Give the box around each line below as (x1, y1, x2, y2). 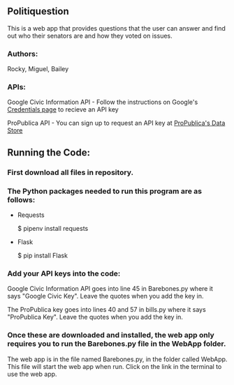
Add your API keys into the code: (7, 269, 121, 278)
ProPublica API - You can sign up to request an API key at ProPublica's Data (7, 119, 226, 128)
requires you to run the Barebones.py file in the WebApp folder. (7, 339, 226, 349)
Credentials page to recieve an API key (7, 105, 119, 114)
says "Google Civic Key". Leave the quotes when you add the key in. (7, 292, 204, 301)
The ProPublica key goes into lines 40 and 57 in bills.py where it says (7, 305, 206, 314)
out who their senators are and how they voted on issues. (7, 31, 173, 40)
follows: (7, 195, 36, 204)
